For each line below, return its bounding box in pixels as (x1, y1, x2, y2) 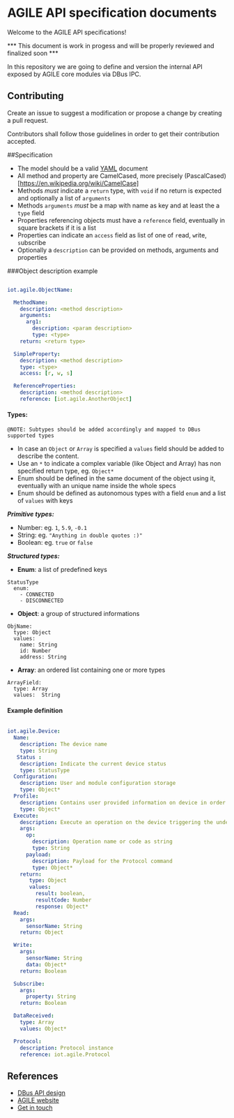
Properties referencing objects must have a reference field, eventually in (17, 216, 225, 224)
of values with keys (17, 497, 73, 505)
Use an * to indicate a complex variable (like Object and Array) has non (17, 459, 221, 468)
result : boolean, (35, 890, 86, 897)
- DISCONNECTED (19, 597, 64, 605)
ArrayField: (7, 679, 42, 686)
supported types (7, 432, 54, 439)
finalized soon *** (7, 49, 59, 57)
